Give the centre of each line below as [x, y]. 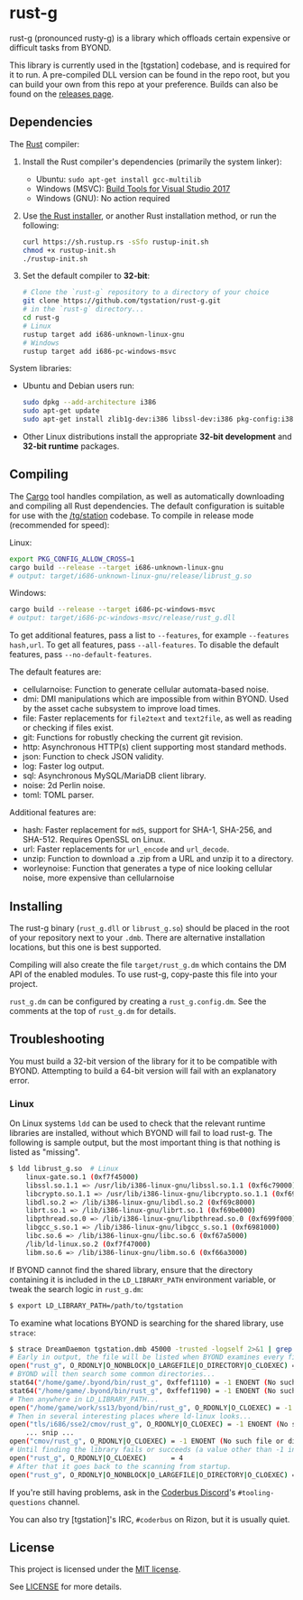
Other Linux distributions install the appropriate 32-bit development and [157, 437]
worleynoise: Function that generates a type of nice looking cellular [147, 869]
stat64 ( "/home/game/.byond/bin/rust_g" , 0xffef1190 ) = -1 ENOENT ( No [143, 1391]
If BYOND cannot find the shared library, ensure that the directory [131, 1270]
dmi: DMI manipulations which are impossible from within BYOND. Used [156, 699]
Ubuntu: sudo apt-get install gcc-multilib [119, 179]
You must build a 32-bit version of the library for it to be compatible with [143, 1061]
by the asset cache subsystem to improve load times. [121, 709]
